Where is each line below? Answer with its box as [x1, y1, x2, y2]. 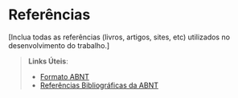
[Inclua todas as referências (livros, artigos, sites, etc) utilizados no [8, 32, 231, 42]
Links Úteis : [27, 56, 68, 66]
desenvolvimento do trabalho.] [8, 40, 110, 50]
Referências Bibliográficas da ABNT [39, 80, 159, 90]
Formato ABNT [39, 71, 90, 81]
